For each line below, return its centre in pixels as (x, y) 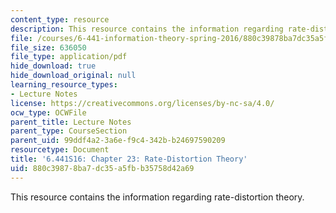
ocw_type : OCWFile (48, 112)
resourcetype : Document (60, 150)
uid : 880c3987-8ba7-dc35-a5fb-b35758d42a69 (102, 168)
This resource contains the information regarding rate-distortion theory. (157, 197)
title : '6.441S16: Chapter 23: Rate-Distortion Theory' (129, 159)
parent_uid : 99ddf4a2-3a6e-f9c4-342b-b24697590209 (118, 141)
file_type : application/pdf (69, 57)
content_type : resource (60, 19)
